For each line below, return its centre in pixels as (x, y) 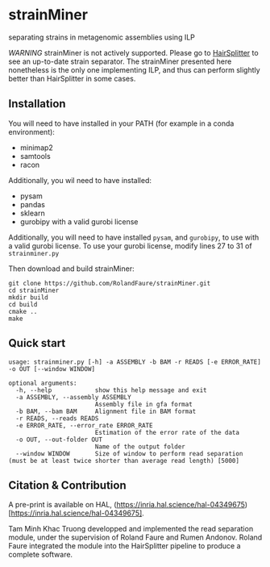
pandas (33, 204)
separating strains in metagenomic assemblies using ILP (102, 37)
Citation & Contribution (67, 485)
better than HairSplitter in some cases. (72, 78)
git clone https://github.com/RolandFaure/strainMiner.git (110, 283)
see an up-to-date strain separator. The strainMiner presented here (120, 61)
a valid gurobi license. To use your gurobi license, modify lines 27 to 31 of (130, 246)
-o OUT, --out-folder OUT (59, 440)
